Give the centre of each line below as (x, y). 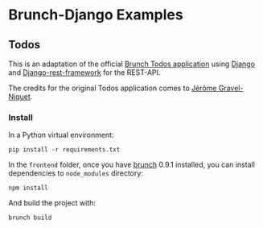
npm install (28, 188)
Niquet (19, 97)
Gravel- (231, 88)
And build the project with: (52, 203)
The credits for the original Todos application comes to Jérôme (113, 88)
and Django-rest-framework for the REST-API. (84, 73)
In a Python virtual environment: (61, 135)
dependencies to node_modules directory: (76, 173)
